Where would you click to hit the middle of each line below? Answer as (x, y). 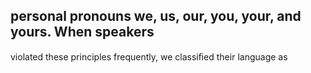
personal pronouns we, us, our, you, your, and (156, 16)
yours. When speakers (82, 32)
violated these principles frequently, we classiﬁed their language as (149, 56)
